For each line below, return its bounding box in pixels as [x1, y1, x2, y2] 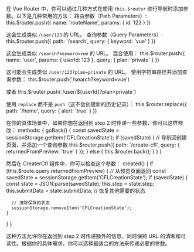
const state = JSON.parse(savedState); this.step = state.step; [6, 181, 155, 187]
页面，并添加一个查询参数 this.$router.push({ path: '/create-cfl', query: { [6, 141, 180, 148]
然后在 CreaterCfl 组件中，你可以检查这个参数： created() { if [6, 160, 154, 167]
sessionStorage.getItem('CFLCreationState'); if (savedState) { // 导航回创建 [6, 134, 187, 141]
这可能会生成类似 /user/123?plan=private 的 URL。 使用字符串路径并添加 [6, 69, 183, 75]
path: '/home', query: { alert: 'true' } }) [6, 107, 97, 114]
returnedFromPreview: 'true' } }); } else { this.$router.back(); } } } [6, 148, 162, 155]
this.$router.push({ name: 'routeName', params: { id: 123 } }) [6, 19, 151, 26]
